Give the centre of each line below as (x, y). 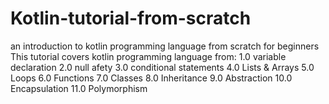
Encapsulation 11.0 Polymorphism (79, 88)
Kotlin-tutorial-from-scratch (131, 18)
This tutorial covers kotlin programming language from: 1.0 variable (148, 56)
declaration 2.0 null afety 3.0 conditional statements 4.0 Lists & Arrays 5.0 (162, 67)
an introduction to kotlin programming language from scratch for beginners (165, 46)
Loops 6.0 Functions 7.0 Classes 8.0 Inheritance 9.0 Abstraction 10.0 (151, 78)
